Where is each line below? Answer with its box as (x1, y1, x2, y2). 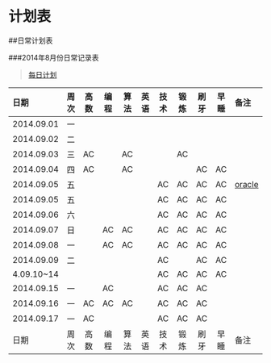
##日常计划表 (8, 35, 53, 45)
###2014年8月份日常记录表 (8, 52, 99, 62)
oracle (235, 178, 259, 190)
